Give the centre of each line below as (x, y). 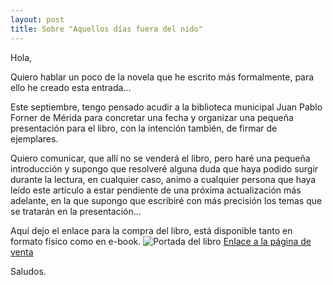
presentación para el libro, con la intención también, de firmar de (144, 128)
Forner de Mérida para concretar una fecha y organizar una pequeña (152, 117)
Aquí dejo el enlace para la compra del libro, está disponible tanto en (151, 230)
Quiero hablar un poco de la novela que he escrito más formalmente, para (162, 77)
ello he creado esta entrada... (71, 87)
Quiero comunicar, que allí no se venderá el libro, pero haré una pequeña (160, 158)
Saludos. (28, 271)
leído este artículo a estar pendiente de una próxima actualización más (156, 190)
